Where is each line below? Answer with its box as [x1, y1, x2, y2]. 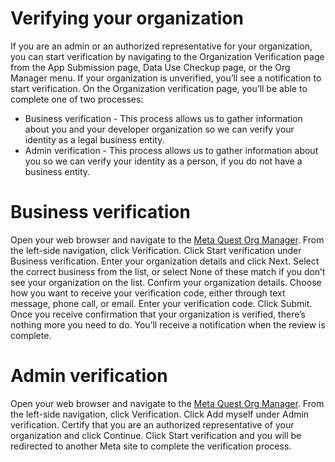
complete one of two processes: [10, 93, 144, 105]
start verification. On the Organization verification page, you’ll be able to [10, 82, 308, 94]
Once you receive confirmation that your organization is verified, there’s [10, 308, 306, 320]
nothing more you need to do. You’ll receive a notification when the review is [10, 318, 326, 331]
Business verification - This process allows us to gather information [24, 112, 303, 124]
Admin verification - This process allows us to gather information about [24, 144, 319, 156]
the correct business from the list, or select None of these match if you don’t [10, 265, 326, 277]
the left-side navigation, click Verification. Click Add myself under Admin [10, 408, 310, 420]
